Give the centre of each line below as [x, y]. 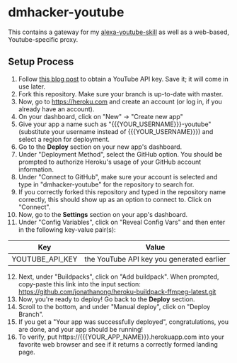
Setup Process [41, 62]
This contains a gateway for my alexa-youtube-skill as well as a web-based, [118, 32]
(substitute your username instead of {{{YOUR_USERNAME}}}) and [116, 131]
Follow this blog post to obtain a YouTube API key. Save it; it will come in [123, 79]
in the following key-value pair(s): [67, 229]
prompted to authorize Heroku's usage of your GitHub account [110, 162]
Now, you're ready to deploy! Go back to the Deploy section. [106, 299]
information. [36, 169]
